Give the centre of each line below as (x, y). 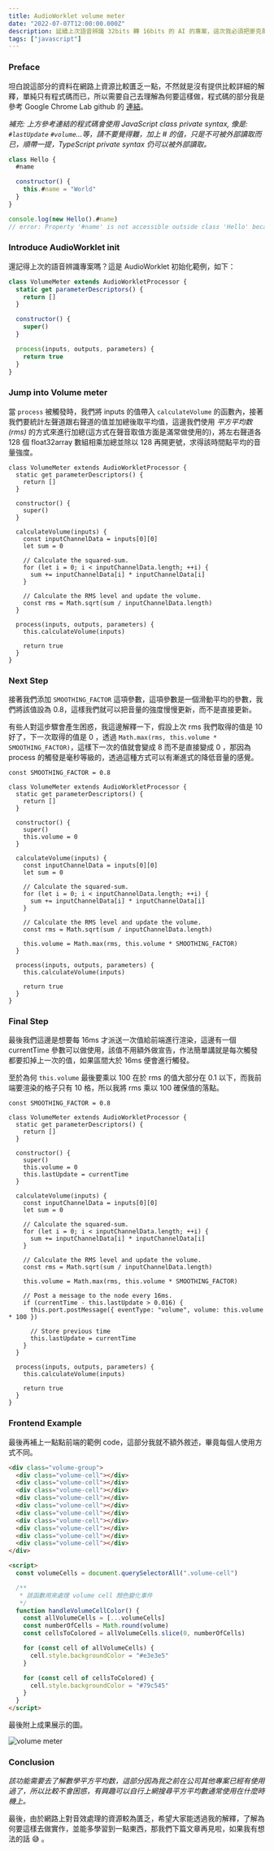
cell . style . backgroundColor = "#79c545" (99, 1686)
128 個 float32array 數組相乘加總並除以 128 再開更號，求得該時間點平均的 (131, 442)
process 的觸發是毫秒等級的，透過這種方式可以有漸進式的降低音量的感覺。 (133, 758)
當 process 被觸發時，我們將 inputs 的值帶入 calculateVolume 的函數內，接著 (136, 411)
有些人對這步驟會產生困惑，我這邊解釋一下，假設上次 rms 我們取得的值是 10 (135, 727)
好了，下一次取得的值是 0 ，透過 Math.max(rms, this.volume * (113, 737)
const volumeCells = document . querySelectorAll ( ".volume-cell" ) (127, 1573)
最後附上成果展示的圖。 (48, 1725)
